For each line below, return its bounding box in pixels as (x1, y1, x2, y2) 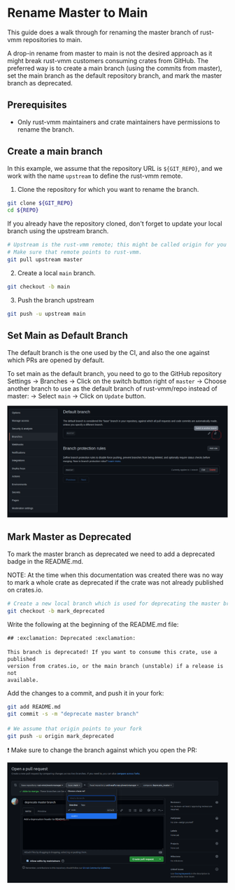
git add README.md (7, 703, 61, 710)
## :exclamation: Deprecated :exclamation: (7, 634, 136, 641)
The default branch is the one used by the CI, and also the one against (7, 348, 210, 356)
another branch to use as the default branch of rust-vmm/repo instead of (7, 384, 218, 393)
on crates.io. (7, 585, 43, 594)
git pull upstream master (7, 256, 83, 263)
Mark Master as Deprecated (7, 531, 131, 543)
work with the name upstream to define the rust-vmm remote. (7, 172, 183, 180)
